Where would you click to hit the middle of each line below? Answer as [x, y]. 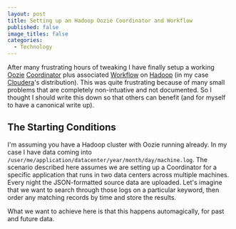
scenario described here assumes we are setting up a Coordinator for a [112, 167]
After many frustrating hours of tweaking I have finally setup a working [111, 67]
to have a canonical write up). [51, 105]
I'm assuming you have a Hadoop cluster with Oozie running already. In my [117, 144]
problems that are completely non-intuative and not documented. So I [110, 90]
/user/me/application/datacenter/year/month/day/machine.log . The [108, 159]
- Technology [33, 47]
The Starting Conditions [62, 128]
